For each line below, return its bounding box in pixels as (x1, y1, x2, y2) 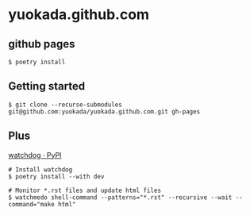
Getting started (8, 79, 86, 93)
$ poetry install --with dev (8, 172, 105, 180)
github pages (8, 37, 75, 51)
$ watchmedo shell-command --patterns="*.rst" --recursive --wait (8, 193, 233, 202)
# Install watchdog (8, 165, 73, 174)
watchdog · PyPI (8, 150, 62, 159)
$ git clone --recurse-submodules (8, 101, 123, 109)
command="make (8, 200, 56, 208)
